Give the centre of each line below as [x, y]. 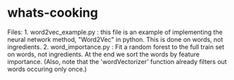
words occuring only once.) [47, 69]
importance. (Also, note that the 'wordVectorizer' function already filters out [117, 61]
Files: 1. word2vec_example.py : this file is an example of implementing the [115, 32]
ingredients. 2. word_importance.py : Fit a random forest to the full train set [116, 47]
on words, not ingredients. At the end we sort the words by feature [104, 54]
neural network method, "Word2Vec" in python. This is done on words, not [115, 39]
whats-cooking [53, 13]
